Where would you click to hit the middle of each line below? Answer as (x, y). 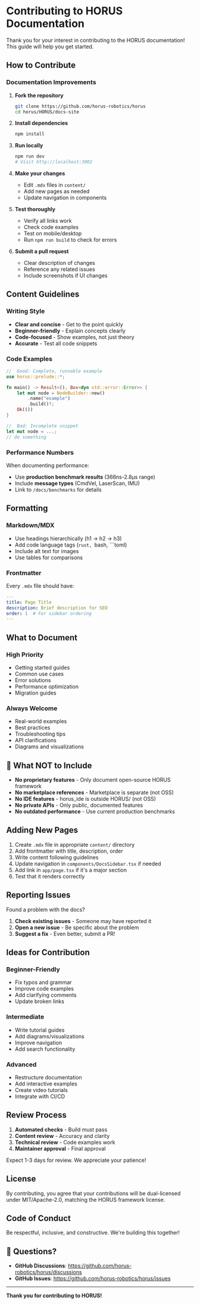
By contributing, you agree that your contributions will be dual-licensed (93, 1193)
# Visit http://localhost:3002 (54, 162)
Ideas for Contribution (48, 953)
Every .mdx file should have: (40, 585)
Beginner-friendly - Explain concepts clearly (70, 331)
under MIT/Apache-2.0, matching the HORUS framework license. (86, 1199)
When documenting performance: (48, 465)
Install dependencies (41, 123)
